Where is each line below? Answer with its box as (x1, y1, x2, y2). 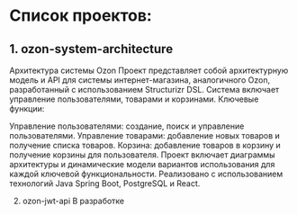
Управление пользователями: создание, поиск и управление (9, 121, 245, 131)
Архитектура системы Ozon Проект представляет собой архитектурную (9, 65, 289, 76)
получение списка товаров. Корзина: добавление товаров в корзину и (9, 140, 281, 150)
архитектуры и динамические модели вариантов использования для (9, 159, 275, 169)
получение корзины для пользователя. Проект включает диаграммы (9, 149, 276, 160)
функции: (9, 103, 45, 113)
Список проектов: (9, 5, 153, 26)
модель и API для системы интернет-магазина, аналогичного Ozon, (9, 75, 271, 85)
